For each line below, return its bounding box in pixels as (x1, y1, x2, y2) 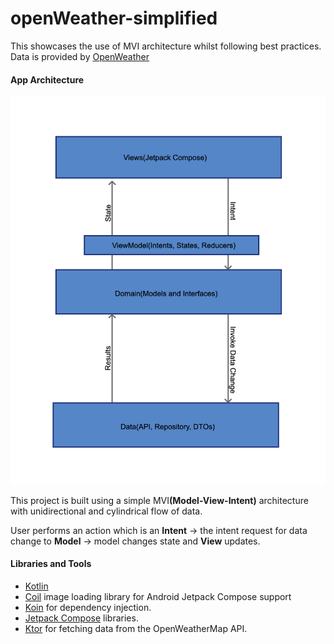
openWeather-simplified (10, 7, 218, 30)
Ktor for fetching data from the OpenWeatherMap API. (24, 622, 248, 634)
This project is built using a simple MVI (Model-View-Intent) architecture (10, 494, 309, 506)
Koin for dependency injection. (24, 601, 152, 613)
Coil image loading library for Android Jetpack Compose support (24, 590, 292, 602)
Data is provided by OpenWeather (10, 50, 150, 62)
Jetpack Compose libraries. (24, 612, 139, 624)
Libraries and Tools (10, 558, 92, 570)
